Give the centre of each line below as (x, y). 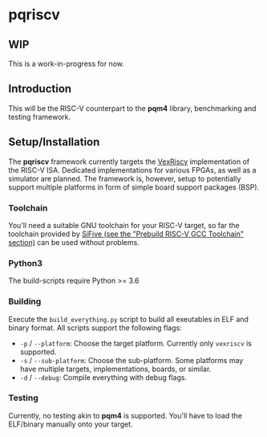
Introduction (40, 89)
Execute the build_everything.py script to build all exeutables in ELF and (128, 319)
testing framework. (40, 116)
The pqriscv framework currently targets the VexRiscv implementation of (129, 161)
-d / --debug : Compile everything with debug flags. (103, 377)
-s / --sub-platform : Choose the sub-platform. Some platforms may (131, 360)
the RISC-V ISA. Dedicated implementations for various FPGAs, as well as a (132, 169)
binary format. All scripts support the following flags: (95, 328)
